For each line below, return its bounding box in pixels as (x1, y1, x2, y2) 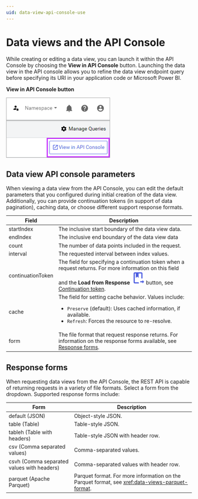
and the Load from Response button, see (58, 279, 174, 286)
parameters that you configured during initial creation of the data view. (6, 191, 177, 198)
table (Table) (8, 420, 40, 427)
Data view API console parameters (6, 169, 136, 179)
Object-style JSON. (74, 412, 123, 419)
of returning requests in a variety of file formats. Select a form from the (6, 384, 179, 391)
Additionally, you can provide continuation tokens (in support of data (6, 197, 173, 205)
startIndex (8, 225, 34, 233)
